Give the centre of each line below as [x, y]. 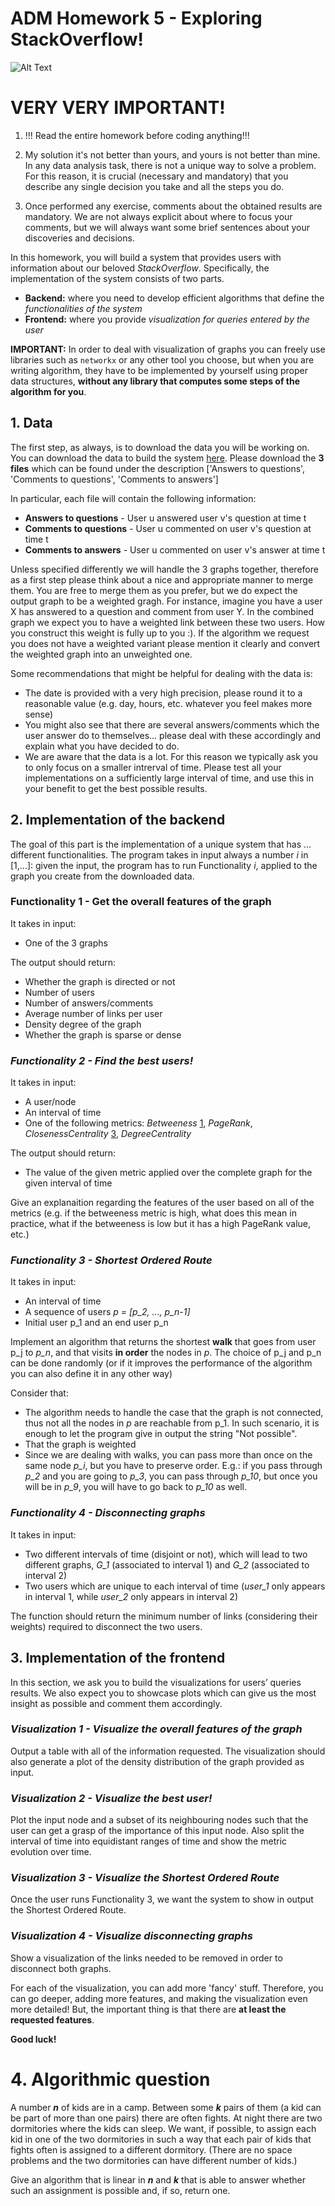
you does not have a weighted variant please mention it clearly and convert [165, 643]
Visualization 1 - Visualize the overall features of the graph [156, 1729]
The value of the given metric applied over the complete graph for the [168, 1173]
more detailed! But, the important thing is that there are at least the [148, 2009]
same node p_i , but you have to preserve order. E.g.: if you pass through [173, 1466]
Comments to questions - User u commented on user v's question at [168, 528]
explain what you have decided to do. [102, 746]
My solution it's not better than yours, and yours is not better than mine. [172, 154]
